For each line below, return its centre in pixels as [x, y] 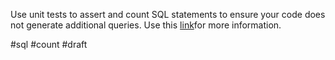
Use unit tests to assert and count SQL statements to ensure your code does [168, 14]
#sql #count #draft [49, 44]
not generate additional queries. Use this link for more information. [146, 25]
